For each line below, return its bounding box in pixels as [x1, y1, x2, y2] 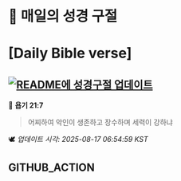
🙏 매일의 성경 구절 [8, 7, 118, 26]
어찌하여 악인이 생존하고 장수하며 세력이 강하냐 [27, 117, 173, 128]
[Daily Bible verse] [8, 45, 132, 62]
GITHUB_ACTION [8, 160, 96, 174]
